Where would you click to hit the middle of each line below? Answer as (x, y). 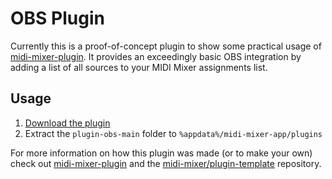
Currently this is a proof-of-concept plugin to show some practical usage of (166, 46)
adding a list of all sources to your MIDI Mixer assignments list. (139, 67)
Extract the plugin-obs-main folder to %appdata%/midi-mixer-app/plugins (173, 133)
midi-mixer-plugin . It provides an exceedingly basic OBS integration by (156, 56)
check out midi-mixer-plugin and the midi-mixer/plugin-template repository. (166, 163)
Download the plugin (67, 123)
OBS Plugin (57, 18)
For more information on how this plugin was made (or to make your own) (161, 153)
